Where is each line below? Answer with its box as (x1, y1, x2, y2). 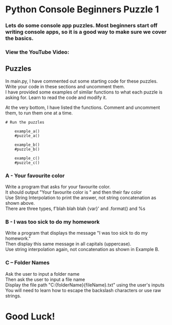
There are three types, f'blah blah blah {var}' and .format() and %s (5, 205, 146, 212)
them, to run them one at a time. (5, 109, 73, 116)
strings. (5, 293, 21, 299)
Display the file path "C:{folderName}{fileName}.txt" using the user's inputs (5, 281, 165, 288)
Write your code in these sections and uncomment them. (5, 83, 125, 89)
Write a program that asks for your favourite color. (5, 184, 111, 190)
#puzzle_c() (14, 160, 40, 165)
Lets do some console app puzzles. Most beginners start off (5, 22, 158, 29)
